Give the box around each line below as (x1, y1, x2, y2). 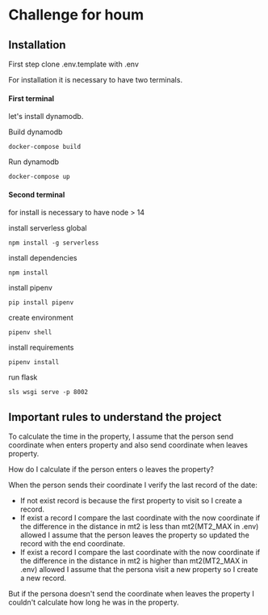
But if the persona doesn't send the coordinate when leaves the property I (8, 589, 254, 599)
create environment (8, 313, 74, 323)
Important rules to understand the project (8, 410, 222, 424)
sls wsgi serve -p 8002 (8, 388, 89, 397)
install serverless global (8, 223, 87, 233)
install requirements (8, 342, 74, 353)
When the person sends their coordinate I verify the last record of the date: (8, 480, 258, 490)
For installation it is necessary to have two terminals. (8, 75, 183, 84)
